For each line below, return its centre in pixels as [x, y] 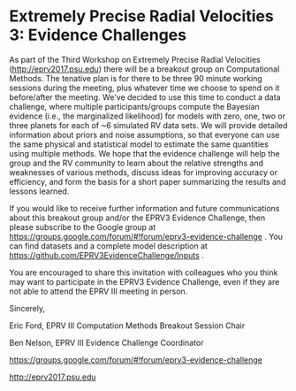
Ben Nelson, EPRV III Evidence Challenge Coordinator [106, 342]
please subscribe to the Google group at [83, 226]
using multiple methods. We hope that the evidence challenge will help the [144, 153]
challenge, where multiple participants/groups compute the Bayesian [135, 106]
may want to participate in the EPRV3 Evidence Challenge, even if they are [144, 281]
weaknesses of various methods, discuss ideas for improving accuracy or [144, 172]
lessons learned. [39, 191]
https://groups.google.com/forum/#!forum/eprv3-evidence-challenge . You [146, 236]
